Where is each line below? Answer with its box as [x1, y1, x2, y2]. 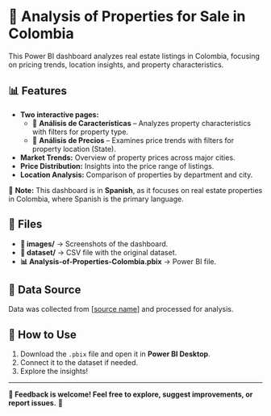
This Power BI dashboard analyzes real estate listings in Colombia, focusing [8, 51, 261, 61]
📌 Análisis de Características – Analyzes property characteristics [31, 118, 252, 128]
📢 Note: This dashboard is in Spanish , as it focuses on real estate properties [8, 185, 263, 195]
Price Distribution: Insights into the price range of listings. [19, 161, 215, 170]
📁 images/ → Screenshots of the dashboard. [19, 238, 169, 249]
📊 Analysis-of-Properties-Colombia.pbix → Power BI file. [19, 256, 217, 266]
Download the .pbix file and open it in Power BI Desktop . [19, 349, 211, 359]
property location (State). [31, 144, 117, 153]
